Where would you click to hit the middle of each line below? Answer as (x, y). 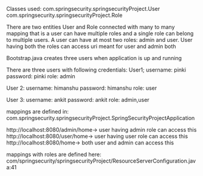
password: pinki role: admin (41, 76)
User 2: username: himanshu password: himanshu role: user (82, 88)
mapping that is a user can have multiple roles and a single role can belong (100, 33)
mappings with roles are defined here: (54, 154)
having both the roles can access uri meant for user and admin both (91, 46)
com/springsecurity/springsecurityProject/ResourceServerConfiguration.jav (101, 161)
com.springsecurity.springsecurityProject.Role (64, 15)
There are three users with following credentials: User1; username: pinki (96, 70)
